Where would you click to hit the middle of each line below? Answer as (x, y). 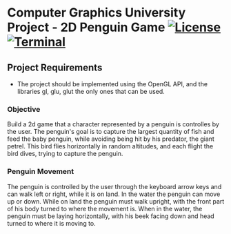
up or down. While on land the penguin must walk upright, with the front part (116, 201)
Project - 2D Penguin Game (86, 27)
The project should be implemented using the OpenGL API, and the (112, 84)
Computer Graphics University (97, 13)
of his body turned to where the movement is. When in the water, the (105, 208)
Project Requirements (55, 67)
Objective (24, 109)
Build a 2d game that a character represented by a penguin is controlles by (113, 124)
